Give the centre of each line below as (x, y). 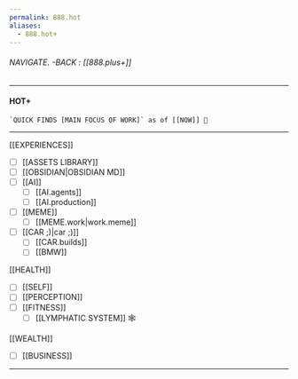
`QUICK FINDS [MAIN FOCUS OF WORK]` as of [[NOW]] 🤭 (109, 120)
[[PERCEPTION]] (52, 297)
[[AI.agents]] (59, 192)
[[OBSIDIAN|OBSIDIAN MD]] (74, 172)
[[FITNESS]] (44, 307)
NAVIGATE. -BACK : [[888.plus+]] (71, 62)
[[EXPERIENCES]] (41, 145)
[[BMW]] (51, 252)
